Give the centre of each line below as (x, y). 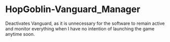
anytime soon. (20, 34)
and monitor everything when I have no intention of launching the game (80, 28)
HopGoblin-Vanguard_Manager (73, 9)
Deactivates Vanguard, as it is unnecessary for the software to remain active (85, 23)
